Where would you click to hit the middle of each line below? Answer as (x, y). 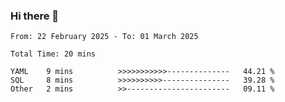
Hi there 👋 (35, 16)
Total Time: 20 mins (53, 54)
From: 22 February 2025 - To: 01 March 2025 (104, 37)
